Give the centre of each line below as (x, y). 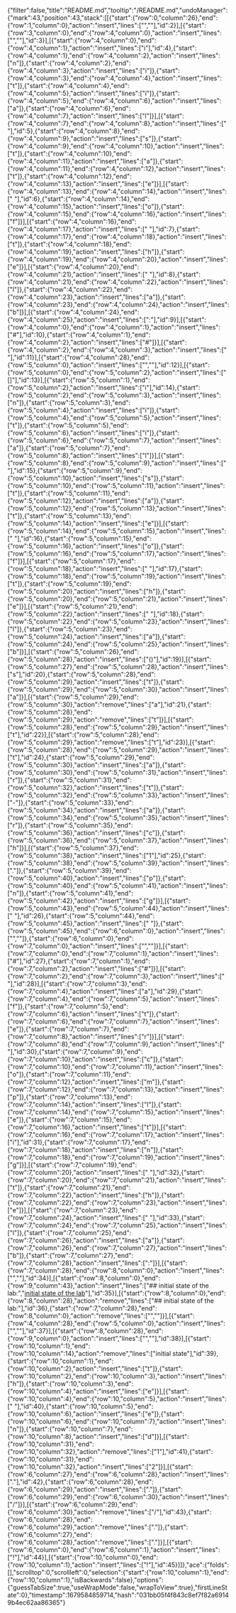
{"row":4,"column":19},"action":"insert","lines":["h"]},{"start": (96, 252)
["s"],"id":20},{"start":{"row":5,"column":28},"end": (82, 674)
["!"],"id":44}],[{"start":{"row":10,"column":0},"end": (83, 1557)
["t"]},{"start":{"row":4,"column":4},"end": (68, 86)
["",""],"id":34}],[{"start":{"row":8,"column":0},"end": (84, 1278)
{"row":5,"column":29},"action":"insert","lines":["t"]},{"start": (96, 682)
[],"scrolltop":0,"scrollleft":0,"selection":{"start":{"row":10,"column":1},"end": (118, 1572)
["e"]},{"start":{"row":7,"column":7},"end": (68, 1029)
